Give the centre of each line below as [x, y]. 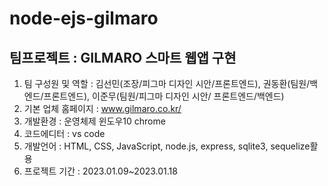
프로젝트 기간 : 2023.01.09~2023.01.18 [100, 171]
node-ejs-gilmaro [84, 18]
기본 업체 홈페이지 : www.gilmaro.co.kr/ [102, 108]
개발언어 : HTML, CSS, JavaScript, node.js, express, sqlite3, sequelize [167, 146]
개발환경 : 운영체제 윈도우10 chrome [94, 121]
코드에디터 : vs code [64, 133]
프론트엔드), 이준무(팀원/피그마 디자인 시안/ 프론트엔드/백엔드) [164, 96]
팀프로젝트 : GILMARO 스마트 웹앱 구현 [123, 57]
